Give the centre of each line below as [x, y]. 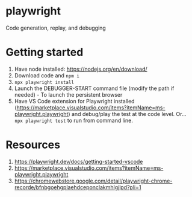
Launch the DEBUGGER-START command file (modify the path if [94, 88]
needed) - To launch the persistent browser [68, 94]
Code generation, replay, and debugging [56, 28]
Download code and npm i [47, 75]
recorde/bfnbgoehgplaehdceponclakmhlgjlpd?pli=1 [78, 187]
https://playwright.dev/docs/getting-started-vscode [79, 161]
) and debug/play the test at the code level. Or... [127, 114]
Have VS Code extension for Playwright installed [74, 101]
